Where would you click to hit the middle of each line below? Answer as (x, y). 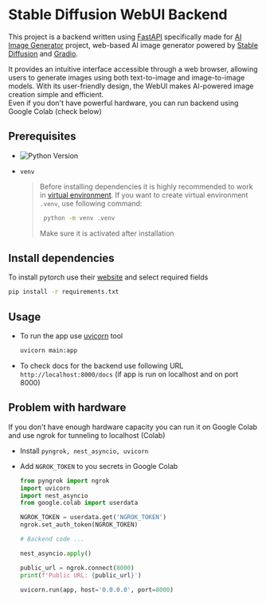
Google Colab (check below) (55, 111)
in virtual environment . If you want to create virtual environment (144, 195)
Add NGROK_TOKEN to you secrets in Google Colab (99, 466)
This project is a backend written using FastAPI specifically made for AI (125, 37)
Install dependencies (61, 258)
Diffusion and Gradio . (43, 53)
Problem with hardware (67, 408)
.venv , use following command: (91, 203)
